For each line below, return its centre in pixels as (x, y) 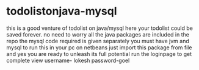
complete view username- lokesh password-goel (68, 60)
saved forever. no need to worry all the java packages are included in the (98, 34)
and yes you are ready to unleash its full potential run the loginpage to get (99, 54)
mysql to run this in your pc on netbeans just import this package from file (99, 47)
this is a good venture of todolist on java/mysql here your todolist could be (100, 28)
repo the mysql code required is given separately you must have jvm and (98, 41)
